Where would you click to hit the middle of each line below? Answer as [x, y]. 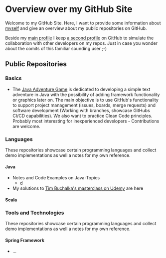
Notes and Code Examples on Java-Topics [56, 178]
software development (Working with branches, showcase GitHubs [81, 110]
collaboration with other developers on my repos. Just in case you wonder [82, 43]
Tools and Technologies [35, 213]
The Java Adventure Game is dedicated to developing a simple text [81, 89]
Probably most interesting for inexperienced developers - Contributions [86, 121]
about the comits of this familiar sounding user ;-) [56, 48]
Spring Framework [25, 240]
